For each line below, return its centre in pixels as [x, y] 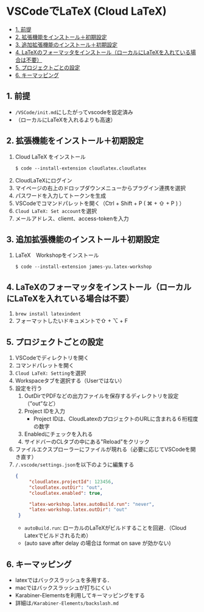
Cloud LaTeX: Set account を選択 [56, 211]
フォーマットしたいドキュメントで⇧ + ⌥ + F [72, 321]
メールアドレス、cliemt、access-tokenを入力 [72, 218]
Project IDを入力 [44, 411]
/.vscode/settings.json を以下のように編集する [75, 464]
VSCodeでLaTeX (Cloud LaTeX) [86, 11]
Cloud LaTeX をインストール [51, 157]
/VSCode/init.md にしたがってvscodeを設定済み [74, 112]
